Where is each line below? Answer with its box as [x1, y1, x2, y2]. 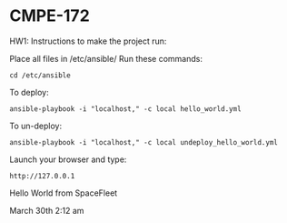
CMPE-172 [9, 5, 91, 26]
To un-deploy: [9, 120, 62, 131]
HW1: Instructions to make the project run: [9, 35, 167, 46]
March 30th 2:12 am [9, 205, 84, 216]
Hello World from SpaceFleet [9, 188, 118, 198]
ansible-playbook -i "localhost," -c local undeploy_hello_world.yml [9, 137, 279, 147]
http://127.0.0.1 [9, 171, 75, 180]
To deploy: [9, 86, 49, 97]
